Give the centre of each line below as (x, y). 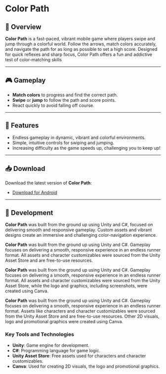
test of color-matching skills (34, 60)
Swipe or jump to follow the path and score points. (64, 100)
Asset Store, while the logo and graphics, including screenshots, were (76, 286)
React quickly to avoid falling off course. (53, 105)
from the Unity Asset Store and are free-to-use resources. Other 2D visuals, (82, 316)
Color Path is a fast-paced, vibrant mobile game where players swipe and (80, 39)
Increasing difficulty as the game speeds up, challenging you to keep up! (86, 148)
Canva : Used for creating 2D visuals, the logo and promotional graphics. (86, 366)
